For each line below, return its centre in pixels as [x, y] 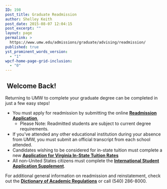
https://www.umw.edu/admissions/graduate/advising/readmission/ [78, 42]
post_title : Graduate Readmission [41, 14]
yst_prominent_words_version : [37, 51]
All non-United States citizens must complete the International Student [86, 160]
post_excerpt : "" [23, 28]
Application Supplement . [39, 166]
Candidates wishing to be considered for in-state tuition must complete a [87, 150]
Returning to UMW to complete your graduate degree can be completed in [82, 97]
